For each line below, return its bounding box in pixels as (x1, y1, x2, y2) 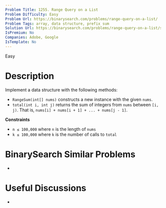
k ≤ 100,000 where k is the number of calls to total (12, 131, 117, 137)
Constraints (5, 116, 30, 122)
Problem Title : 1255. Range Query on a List (5, 7, 98, 12)
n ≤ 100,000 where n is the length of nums (12, 126, 96, 132)
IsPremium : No (5, 30, 35, 35)
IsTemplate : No (5, 40, 37, 45)
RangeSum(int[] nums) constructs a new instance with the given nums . (12, 96, 153, 102)
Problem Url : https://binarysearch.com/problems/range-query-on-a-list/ (5, 16, 158, 21)
